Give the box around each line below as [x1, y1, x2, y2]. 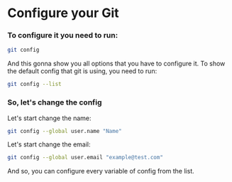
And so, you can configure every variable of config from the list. [7, 167, 194, 176]
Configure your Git [7, 5, 119, 21]
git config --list [7, 80, 62, 88]
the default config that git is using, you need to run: [7, 67, 158, 75]
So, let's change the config [7, 97, 102, 107]
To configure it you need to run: [7, 31, 118, 41]
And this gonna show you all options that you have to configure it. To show [7, 59, 226, 68]
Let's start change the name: [7, 114, 92, 122]
